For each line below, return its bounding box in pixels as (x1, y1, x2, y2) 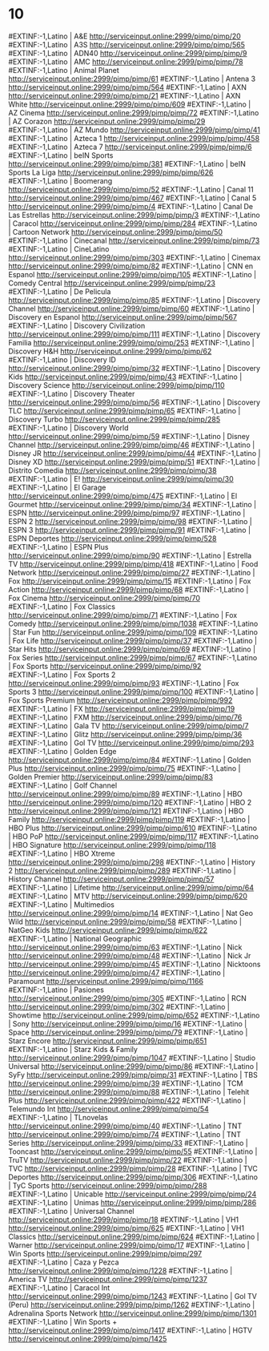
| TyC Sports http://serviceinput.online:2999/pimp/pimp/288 (8, 1180, 207, 1190)
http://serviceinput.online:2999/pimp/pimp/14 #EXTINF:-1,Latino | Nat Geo (8, 908, 254, 917)
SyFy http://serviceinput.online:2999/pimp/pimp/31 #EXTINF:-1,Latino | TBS (8, 1070, 258, 1079)
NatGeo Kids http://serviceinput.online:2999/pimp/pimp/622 (8, 925, 208, 934)
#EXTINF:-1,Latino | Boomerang (8, 175, 113, 185)
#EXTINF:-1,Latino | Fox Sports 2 (8, 670, 116, 680)
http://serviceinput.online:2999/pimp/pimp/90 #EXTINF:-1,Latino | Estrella (8, 550, 252, 560)
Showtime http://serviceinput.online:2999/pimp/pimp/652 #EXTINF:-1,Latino (8, 1010, 260, 1020)
